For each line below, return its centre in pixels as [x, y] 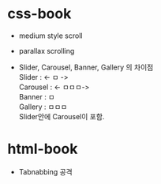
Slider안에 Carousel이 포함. [62, 116]
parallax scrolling [47, 51]
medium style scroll [51, 36]
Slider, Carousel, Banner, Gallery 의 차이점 [86, 67]
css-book [39, 14]
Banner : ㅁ [37, 96]
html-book [43, 149]
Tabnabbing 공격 [45, 171]
